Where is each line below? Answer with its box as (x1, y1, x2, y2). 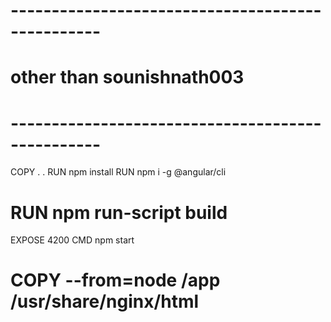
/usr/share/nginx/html (10, 290, 200, 313)
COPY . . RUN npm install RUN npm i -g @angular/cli (10, 166, 227, 178)
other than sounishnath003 (10, 66, 245, 89)
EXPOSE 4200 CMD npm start (10, 234, 135, 246)
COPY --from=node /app (10, 269, 221, 292)
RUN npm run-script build (10, 201, 228, 224)
